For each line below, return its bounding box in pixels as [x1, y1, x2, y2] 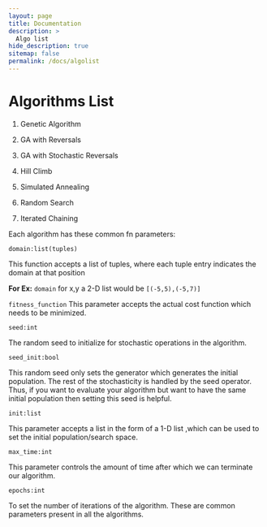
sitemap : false [8, 50, 60, 58]
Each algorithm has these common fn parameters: [8, 229, 176, 239]
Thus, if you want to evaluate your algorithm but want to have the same [8, 385, 247, 395]
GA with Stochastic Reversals [19, 150, 119, 160]
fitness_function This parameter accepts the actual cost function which [8, 299, 252, 309]
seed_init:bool [8, 353, 60, 361]
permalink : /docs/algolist [8, 58, 100, 66]
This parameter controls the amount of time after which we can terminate [8, 462, 253, 472]
